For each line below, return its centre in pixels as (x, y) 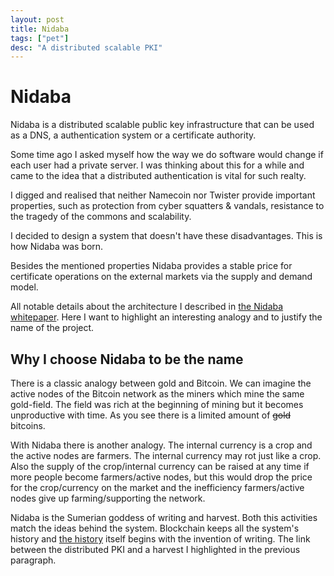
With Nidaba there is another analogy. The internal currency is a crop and (161, 445)
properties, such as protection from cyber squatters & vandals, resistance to (167, 206)
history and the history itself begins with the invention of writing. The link (160, 539)
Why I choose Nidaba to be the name (127, 359)
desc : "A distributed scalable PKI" (86, 47)
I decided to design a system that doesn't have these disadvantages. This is (166, 236)
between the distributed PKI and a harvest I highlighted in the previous (155, 549)
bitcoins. (28, 425)
